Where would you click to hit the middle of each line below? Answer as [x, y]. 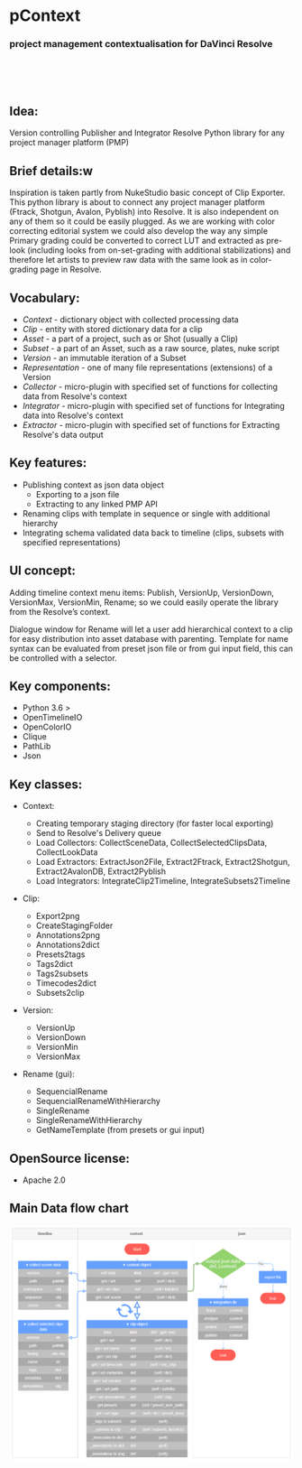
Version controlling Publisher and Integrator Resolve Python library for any [147, 133]
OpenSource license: [70, 1158]
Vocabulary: [45, 297]
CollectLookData [67, 852]
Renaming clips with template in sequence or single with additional [146, 513]
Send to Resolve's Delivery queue [99, 833]
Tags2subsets [62, 974]
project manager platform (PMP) [69, 143]
